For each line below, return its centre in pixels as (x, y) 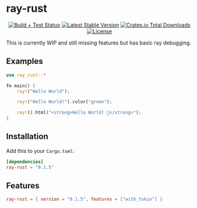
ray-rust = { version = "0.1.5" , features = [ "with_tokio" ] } (84, 199)
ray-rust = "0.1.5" (30, 167)
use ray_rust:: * (26, 75)
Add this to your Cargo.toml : (41, 151)
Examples (25, 61)
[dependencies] (25, 162)
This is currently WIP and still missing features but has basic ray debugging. (98, 43)
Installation (27, 137)
